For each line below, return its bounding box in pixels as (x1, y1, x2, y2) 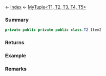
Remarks (5, 65, 27, 72)
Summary (5, 16, 29, 23)
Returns (5, 39, 24, 46)
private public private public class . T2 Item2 (5, 27, 102, 32)
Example (5, 52, 26, 59)
